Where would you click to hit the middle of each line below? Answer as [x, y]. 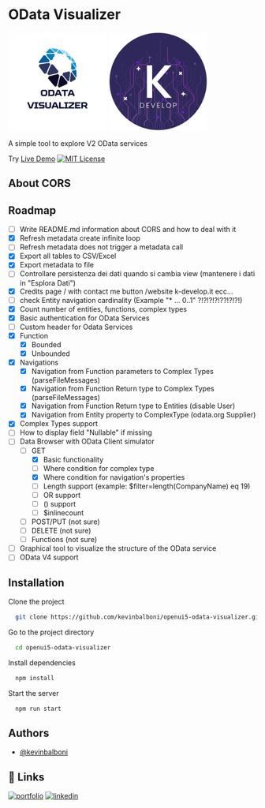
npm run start [38, 709]
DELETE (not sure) [61, 531]
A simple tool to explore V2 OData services [78, 143]
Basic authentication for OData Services [84, 318]
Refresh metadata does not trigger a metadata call [101, 247]
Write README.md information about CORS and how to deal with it [128, 230]
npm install [35, 678]
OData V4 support [49, 557]
